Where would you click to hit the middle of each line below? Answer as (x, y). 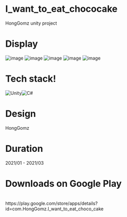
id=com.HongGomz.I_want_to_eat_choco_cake (55, 209)
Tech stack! (31, 79)
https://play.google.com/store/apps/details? (52, 203)
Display (22, 44)
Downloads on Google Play (63, 183)
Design (21, 114)
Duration (24, 149)
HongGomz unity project (31, 23)
